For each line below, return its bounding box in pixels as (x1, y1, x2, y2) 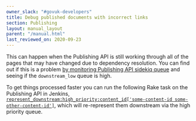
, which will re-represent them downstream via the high (54, 102, 191, 108)
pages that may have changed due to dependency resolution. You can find (6, 59, 190, 66)
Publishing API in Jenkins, (6, 90, 70, 97)
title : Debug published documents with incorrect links (6, 14, 148, 20)
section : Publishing (6, 20, 58, 26)
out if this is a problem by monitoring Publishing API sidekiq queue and (6, 66, 180, 72)
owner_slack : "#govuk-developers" (6, 8, 93, 15)
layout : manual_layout (6, 25, 63, 32)
